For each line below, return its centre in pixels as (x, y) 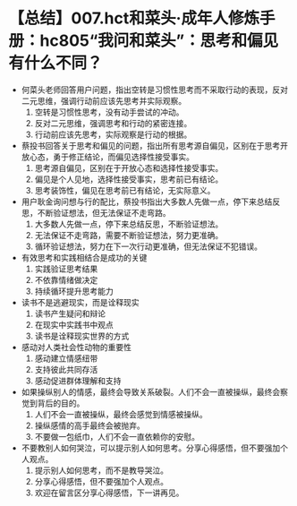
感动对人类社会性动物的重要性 (76, 347)
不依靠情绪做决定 (66, 279)
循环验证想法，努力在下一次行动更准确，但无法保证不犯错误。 (148, 246)
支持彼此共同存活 (66, 369)
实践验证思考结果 (66, 269)
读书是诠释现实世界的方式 (82, 336)
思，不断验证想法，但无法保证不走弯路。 (96, 212)
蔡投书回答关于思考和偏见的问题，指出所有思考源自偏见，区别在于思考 (151, 145)
